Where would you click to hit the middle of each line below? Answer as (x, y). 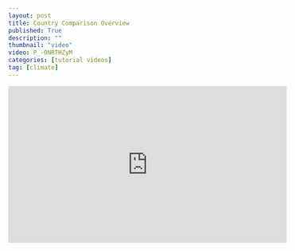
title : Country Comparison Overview (69, 23)
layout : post (30, 16)
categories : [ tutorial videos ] (60, 61)
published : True (35, 30)
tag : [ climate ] (33, 68)
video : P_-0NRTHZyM (41, 53)
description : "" (35, 38)
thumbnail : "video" (41, 45)
